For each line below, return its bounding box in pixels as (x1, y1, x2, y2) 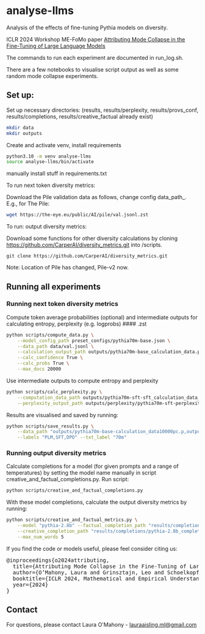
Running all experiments (6, 282, 101, 292)
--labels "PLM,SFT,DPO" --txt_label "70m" (17, 434, 127, 440)
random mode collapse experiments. (6, 72, 99, 79)
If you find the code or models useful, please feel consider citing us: (6, 545, 178, 552)
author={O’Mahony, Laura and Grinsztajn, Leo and (12, 569, 165, 576)
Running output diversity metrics (6, 449, 107, 457)
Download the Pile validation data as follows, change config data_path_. (6, 194, 187, 201)
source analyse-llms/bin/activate (6, 159, 95, 165)
